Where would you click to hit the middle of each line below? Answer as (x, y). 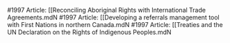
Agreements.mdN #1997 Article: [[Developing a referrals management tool (114, 17)
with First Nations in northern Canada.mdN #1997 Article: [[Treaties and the (115, 25)
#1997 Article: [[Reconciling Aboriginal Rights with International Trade (107, 10)
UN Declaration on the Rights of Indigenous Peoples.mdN (89, 32)
